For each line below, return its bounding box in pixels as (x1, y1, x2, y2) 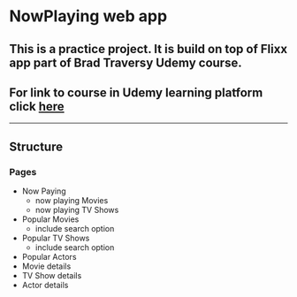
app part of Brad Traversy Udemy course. (9, 55, 242, 70)
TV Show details (21, 270, 82, 281)
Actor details (21, 280, 69, 291)
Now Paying (21, 186, 66, 196)
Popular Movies (21, 214, 80, 225)
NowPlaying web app (9, 6, 168, 27)
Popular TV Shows (21, 232, 90, 244)
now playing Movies (34, 195, 109, 206)
